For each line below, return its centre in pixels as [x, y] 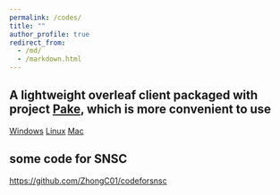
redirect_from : [38, 42]
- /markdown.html [50, 59]
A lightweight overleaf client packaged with [133, 95]
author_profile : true [50, 34]
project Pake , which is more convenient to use [140, 110]
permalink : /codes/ [46, 17]
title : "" [28, 26]
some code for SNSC [68, 159]
